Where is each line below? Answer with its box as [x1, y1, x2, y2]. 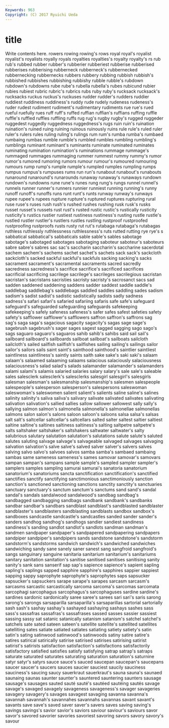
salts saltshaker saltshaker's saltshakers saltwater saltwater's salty [5, 428, 145, 434]
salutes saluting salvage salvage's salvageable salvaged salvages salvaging [5, 438, 163, 444]
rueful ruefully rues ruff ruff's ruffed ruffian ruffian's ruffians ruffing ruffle [5, 110, 157, 116]
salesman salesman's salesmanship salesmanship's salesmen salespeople [5, 379, 160, 385]
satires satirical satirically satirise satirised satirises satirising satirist [5, 637, 147, 643]
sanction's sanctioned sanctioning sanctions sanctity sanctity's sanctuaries [5, 481, 162, 487]
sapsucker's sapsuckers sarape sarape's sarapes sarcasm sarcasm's [5, 578, 150, 584]
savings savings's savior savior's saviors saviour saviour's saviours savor [5, 707, 158, 713]
